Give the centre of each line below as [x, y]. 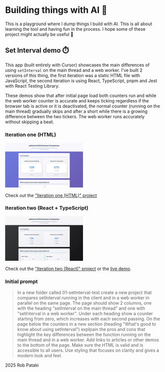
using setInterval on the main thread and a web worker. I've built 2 [74, 70]
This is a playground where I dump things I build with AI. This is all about [79, 24]
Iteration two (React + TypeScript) [47, 208]
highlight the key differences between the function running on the [84, 334]
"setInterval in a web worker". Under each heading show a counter [85, 313]
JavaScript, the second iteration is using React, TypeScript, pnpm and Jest [81, 81]
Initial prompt [21, 281]
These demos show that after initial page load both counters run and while [81, 95]
